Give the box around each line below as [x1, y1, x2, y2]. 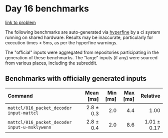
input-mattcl [7, 110, 39, 116]
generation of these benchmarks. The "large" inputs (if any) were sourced [5, 54, 158, 60]
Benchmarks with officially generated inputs [5, 74, 146, 83]
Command [7, 92, 33, 99]
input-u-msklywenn [7, 124, 51, 130]
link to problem [5, 19, 36, 25]
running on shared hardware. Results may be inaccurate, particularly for [5, 34, 153, 40]
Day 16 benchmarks [5, 3, 89, 14]
